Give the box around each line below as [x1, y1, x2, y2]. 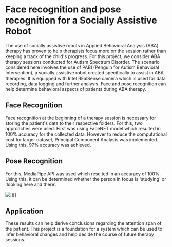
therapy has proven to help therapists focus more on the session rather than [5, 48, 166, 54]
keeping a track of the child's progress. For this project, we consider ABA [5, 53, 160, 60]
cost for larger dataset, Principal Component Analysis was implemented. [5, 136, 158, 142]
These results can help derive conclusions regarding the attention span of [5, 220, 162, 226]
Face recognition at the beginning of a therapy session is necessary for [5, 115, 156, 121]
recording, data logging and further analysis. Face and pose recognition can [5, 81, 166, 87]
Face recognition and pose [5, 4, 121, 15]
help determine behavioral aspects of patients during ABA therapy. [5, 86, 146, 92]
